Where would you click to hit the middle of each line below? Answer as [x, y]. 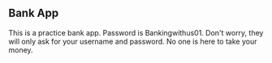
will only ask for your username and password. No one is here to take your [133, 41]
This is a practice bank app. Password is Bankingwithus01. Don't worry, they [136, 32]
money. [21, 50]
